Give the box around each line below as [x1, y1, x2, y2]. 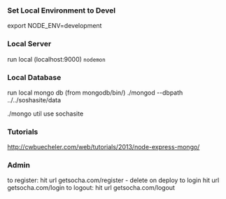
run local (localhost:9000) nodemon [7, 55, 106, 63]
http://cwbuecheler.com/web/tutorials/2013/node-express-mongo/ [7, 143, 200, 151]
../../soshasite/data [7, 95, 62, 104]
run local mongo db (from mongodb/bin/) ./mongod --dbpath [7, 88, 183, 97]
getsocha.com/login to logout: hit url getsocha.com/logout [7, 184, 175, 192]
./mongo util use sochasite [7, 109, 84, 118]
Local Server [7, 39, 52, 49]
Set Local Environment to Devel [7, 6, 116, 15]
